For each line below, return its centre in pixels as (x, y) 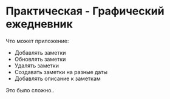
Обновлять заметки (40, 59)
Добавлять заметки (40, 52)
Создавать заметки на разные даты (61, 72)
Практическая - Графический (85, 11)
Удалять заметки (36, 66)
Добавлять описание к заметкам (57, 78)
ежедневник (39, 24)
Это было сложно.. (30, 90)
